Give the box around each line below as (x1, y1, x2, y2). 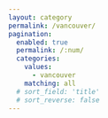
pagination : (8, 29, 52, 38)
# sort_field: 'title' (16, 87, 100, 96)
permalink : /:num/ (16, 46, 85, 55)
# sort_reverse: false (16, 95, 100, 105)
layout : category (8, 12, 73, 22)
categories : (16, 54, 61, 63)
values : (24, 63, 52, 72)
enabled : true (16, 37, 68, 47)
